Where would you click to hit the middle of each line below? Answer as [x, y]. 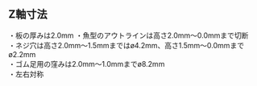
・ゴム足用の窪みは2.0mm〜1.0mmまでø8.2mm [87, 63]
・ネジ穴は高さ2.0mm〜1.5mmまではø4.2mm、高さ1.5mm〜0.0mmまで [126, 45]
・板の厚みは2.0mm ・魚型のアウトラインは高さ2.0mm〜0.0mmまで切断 [128, 35]
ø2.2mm [22, 54]
